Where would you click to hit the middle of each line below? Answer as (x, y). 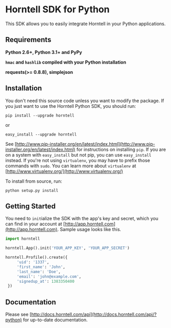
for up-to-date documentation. (55, 320)
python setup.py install (32, 190)
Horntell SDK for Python (58, 9)
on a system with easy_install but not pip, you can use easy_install (78, 155)
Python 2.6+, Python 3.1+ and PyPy (44, 52)
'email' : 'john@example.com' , (49, 276)
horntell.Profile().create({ (36, 258)
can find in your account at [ (35, 224)
